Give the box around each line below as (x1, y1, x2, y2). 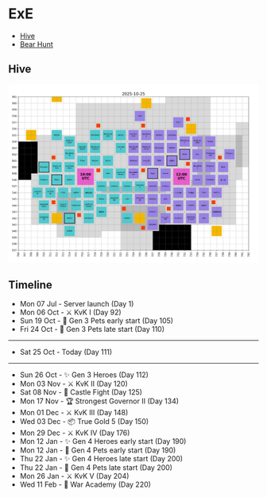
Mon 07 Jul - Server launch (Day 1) (19, 299, 134, 309)
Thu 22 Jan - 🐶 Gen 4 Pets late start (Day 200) (19, 463, 173, 472)
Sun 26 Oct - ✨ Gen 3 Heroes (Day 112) (19, 370, 149, 379)
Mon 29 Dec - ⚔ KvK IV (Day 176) (19, 428, 130, 437)
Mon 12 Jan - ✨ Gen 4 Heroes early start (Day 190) (19, 437, 187, 446)
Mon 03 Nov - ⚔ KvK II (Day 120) (19, 379, 129, 389)
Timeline (8, 278, 53, 291)
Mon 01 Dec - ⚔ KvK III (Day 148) (19, 408, 129, 418)
